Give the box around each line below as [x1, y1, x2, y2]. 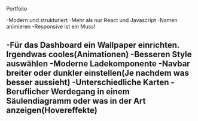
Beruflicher [6, 86, 50, 97]
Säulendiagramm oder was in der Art [6, 96, 146, 106]
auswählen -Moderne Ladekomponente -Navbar [6, 59, 190, 69]
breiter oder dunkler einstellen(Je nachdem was [6, 68, 190, 78]
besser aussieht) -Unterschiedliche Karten [6, 77, 169, 88]
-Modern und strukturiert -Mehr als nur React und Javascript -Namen [6, 17, 178, 23]
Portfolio [6, 5, 28, 12]
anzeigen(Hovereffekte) [6, 106, 98, 116]
